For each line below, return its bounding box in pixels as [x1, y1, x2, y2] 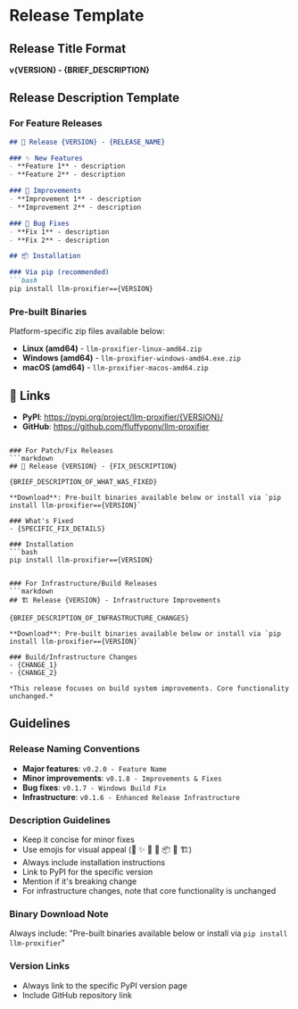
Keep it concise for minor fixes [21, 834, 136, 845]
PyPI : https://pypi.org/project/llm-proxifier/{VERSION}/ [21, 412, 224, 422]
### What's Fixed [9, 517, 74, 526]
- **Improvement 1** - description [9, 195, 142, 204]
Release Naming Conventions [9, 743, 140, 755]
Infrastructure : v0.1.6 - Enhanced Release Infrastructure [21, 791, 241, 802]
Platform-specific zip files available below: [9, 326, 165, 337]
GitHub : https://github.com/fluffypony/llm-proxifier [21, 421, 210, 432]
